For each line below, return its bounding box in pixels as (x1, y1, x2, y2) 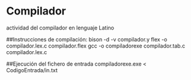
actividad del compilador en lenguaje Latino (6, 24, 114, 31)
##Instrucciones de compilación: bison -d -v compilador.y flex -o (6, 35, 168, 43)
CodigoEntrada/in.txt (6, 66, 58, 73)
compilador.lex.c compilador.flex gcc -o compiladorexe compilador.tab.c (6, 42, 186, 49)
